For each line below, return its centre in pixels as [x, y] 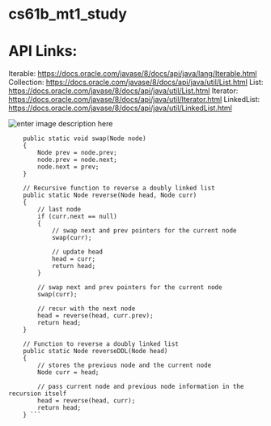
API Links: [43, 51]
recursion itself [38, 394]
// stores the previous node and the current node [125, 365]
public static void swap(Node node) [85, 138]
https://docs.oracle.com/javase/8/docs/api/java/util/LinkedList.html [120, 108]
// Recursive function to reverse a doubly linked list [119, 188]
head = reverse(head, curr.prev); [95, 316]
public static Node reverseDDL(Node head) [95, 351]
